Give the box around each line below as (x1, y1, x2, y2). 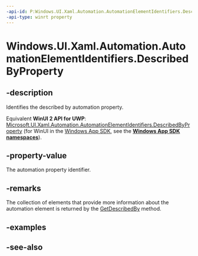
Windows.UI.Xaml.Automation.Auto (6, 39, 186, 53)
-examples (6, 222, 47, 232)
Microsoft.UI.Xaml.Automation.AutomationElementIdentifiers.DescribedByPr (6, 121, 190, 128)
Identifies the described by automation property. (6, 104, 124, 111)
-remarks (6, 183, 41, 193)
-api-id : (6, 8, 28, 15)
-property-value (6, 151, 67, 161)
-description (6, 88, 53, 98)
